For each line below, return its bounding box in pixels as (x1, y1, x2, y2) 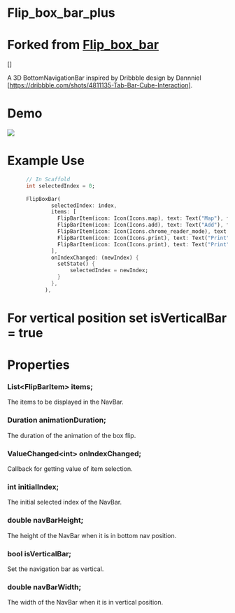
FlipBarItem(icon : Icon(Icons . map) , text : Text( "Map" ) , (57, 215, 224, 222)
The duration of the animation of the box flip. (7, 431, 136, 439)
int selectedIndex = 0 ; (25, 182, 96, 190)
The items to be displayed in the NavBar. (7, 397, 124, 407)
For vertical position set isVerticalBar (7, 310, 227, 326)
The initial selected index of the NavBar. (7, 498, 122, 507)
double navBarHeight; (7, 516, 84, 526)
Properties (7, 357, 70, 373)
